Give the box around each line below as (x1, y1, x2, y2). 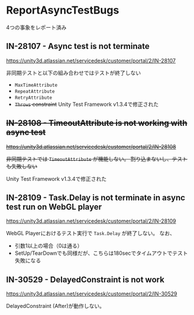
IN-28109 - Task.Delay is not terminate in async (6, 193, 185, 203)
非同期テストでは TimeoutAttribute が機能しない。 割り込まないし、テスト (6, 155, 188, 163)
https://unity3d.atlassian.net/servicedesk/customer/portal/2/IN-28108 (6, 143, 176, 150)
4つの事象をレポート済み (6, 24, 67, 31)
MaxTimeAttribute (14, 82, 58, 88)
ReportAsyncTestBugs (6, 4, 119, 17)
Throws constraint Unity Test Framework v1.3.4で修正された (14, 100, 159, 108)
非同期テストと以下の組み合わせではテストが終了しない (6, 69, 141, 76)
